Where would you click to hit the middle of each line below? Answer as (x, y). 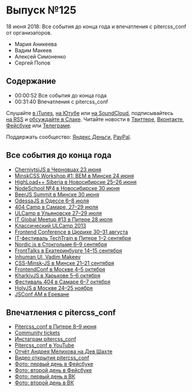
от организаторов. (29, 32)
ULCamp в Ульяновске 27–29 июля (58, 213)
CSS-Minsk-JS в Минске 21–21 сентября (64, 263)
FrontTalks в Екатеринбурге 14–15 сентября (68, 251)
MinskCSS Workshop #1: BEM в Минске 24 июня (74, 175)
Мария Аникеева (36, 44)
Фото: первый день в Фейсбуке (54, 364)
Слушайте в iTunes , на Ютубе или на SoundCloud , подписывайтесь (90, 113)
